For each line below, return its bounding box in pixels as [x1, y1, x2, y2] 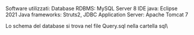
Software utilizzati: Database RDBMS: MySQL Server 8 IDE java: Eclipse [5, 5, 178, 12]
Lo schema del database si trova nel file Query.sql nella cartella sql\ [5, 23, 168, 29]
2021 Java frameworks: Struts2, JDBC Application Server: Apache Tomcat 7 [5, 11, 188, 18]
